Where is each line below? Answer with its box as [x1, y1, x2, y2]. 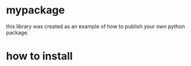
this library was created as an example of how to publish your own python [6, 23, 185, 30]
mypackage [6, 4, 65, 17]
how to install [6, 50, 73, 63]
